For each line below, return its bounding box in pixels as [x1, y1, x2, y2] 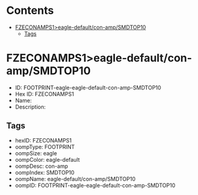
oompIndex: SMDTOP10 [15, 168, 74, 176]
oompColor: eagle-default [15, 156, 80, 163]
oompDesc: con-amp [15, 162, 68, 170]
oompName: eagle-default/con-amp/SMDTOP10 [15, 175, 136, 182]
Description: [15, 103, 46, 110]
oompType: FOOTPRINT [15, 143, 75, 150]
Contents [6, 4, 54, 18]
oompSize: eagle [15, 149, 58, 157]
